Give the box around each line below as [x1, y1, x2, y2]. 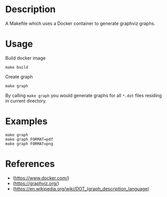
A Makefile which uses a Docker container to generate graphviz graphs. [5, 20, 156, 26]
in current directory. [5, 97, 47, 104]
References [5, 158, 55, 170]
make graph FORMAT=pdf [5, 137, 53, 142]
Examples [5, 116, 48, 127]
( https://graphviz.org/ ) [12, 180, 59, 186]
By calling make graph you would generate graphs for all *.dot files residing [5, 92, 162, 98]
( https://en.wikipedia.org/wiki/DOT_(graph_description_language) [12, 185, 150, 191]
